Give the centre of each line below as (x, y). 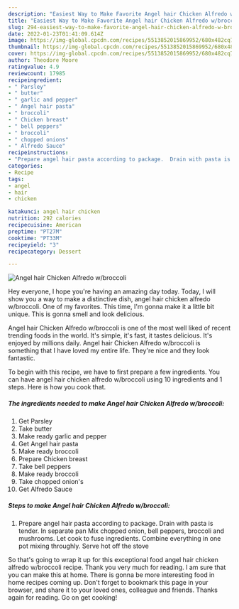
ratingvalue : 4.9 (34, 67)
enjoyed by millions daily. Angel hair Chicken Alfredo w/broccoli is (104, 343)
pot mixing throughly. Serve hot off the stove (84, 546)
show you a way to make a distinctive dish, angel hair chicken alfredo (110, 299)
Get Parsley (35, 421)
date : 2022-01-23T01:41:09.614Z (56, 34)
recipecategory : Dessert (45, 252)
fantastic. (22, 358)
